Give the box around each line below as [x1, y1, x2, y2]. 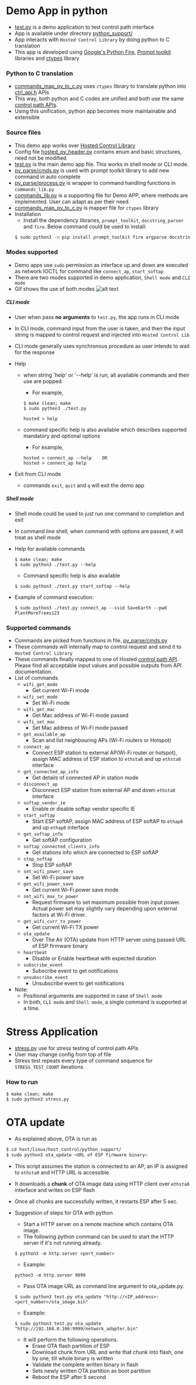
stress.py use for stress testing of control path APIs [14, 1044, 139, 1051]
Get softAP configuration [32, 836, 92, 843]
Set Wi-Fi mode [32, 699, 70, 706]
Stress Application [6, 1025, 98, 1039]
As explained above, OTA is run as [14, 1135, 98, 1142]
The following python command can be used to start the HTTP [23, 1233, 174, 1240]
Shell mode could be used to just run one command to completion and [14, 510, 184, 517]
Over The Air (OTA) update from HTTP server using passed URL [32, 936, 186, 943]
